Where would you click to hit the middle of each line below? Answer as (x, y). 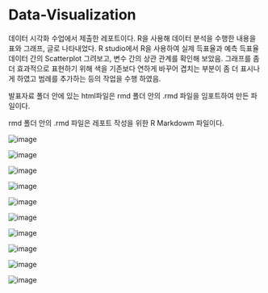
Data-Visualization (72, 15)
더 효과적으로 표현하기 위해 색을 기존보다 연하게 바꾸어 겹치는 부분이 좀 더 (124, 68)
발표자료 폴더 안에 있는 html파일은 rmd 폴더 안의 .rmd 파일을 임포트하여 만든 (129, 95)
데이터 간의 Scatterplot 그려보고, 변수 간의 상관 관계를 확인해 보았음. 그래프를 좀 (134, 58)
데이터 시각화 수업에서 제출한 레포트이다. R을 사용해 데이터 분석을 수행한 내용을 (132, 38)
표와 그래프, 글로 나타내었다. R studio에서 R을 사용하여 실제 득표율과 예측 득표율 (134, 48)
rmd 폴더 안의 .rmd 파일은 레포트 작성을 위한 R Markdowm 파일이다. (116, 123)
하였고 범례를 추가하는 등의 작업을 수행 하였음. (89, 78)
